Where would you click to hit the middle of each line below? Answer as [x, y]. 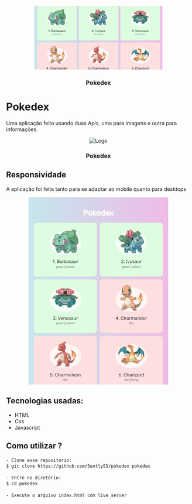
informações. [22, 129]
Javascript [27, 427]
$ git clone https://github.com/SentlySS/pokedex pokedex [78, 466]
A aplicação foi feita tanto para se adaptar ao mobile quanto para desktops [96, 189]
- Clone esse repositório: [39, 460]
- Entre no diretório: [34, 478]
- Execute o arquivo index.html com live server [66, 495]
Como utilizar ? [34, 446]
